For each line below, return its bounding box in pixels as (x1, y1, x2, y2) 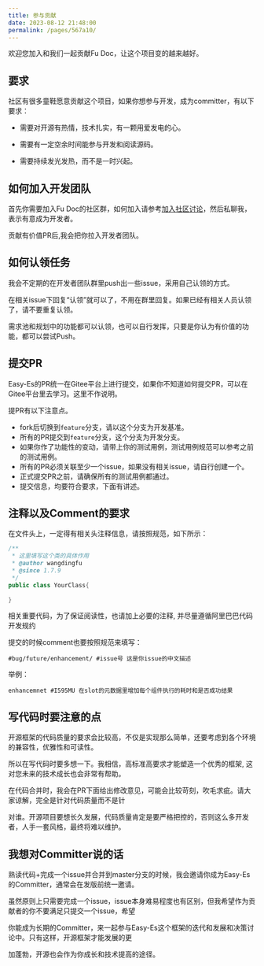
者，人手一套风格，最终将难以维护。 (8, 822, 126, 831)
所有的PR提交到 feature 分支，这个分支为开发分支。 (19, 432, 185, 442)
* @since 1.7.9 (11, 567, 61, 575)
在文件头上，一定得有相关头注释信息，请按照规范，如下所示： (8, 529, 208, 539)
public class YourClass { (8, 581, 90, 589)
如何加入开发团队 (8, 182, 91, 195)
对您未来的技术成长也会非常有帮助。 (8, 769, 126, 779)
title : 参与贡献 (8, 11, 57, 20)
